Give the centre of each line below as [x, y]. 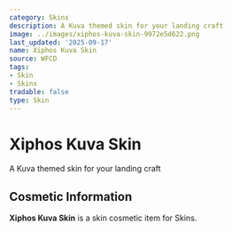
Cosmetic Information [71, 196]
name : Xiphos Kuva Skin [53, 51]
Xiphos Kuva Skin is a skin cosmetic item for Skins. [103, 218]
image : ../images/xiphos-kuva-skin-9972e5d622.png [104, 34]
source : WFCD [33, 59]
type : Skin [29, 100]
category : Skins [39, 17]
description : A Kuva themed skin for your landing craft [116, 26]
